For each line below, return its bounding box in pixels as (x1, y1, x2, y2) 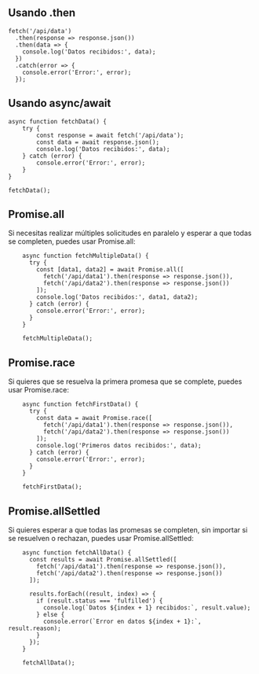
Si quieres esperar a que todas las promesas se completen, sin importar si (8, 525, 248, 535)
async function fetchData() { (8, 117, 108, 125)
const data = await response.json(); (36, 138, 159, 146)
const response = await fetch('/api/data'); (36, 131, 184, 139)
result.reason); (8, 624, 61, 632)
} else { (36, 611, 65, 619)
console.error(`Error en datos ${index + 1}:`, (42, 617, 202, 626)
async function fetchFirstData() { (22, 400, 139, 408)
